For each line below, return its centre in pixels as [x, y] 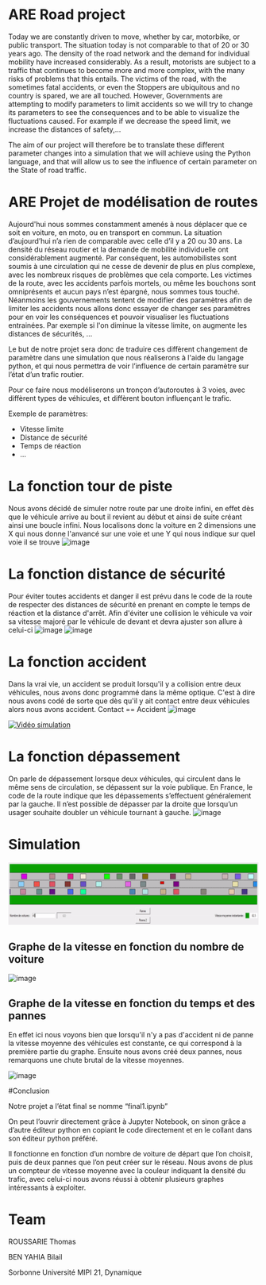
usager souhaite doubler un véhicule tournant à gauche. [100, 812]
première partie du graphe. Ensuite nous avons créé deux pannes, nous [125, 1052]
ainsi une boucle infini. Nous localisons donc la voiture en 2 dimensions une [132, 525]
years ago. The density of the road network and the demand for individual [129, 53]
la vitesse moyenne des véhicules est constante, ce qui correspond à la [125, 1043]
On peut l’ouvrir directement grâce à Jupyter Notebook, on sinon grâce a [127, 1121]
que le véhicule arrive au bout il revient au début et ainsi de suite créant [125, 517]
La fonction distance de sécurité [117, 574]
